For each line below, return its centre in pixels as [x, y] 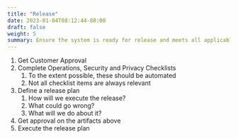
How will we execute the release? [77, 98]
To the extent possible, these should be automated [102, 76]
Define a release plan [49, 91]
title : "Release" [33, 14]
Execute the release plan [53, 128]
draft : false [27, 27]
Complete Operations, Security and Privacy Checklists [97, 68]
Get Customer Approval [52, 60]
